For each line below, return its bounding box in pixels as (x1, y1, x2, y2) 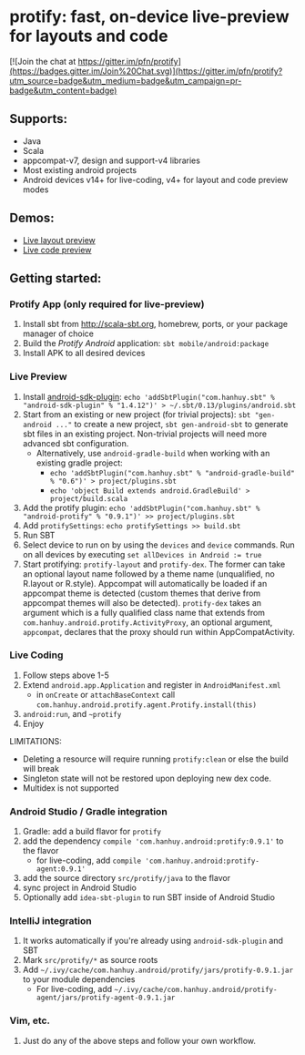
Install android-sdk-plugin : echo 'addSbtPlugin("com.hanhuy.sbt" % (22, 391, 275, 402)
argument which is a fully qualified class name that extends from (22, 607, 266, 618)
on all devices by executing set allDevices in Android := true (22, 548, 262, 559)
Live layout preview (22, 234, 96, 245)
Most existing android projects (22, 164, 137, 175)
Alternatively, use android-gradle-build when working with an (36, 447, 270, 458)
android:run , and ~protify (22, 708, 122, 719)
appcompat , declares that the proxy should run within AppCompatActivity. (22, 626, 296, 637)
